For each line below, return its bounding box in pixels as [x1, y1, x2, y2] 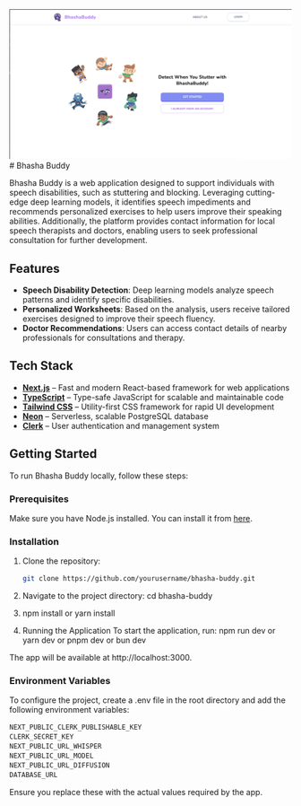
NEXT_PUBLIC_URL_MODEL [9, 751, 94, 761]
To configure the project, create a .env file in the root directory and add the [9, 695, 287, 705]
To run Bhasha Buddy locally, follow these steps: [9, 470, 189, 481]
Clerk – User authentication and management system [21, 420, 219, 431]
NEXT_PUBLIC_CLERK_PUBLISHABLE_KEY [9, 723, 142, 732]
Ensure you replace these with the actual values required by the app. [9, 786, 262, 797]
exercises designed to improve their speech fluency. [21, 313, 216, 324]
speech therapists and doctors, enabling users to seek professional [9, 225, 258, 236]
